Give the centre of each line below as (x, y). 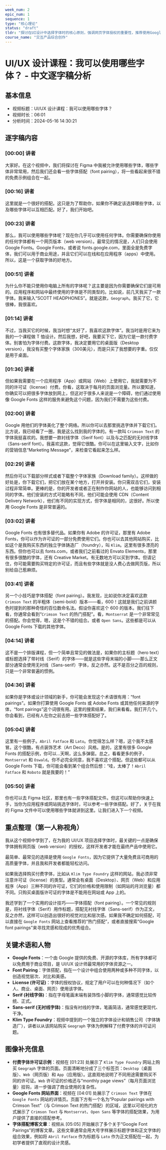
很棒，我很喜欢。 (22, 304)
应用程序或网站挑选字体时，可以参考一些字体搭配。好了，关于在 (91, 804)
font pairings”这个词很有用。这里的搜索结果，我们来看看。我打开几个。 (88, 709)
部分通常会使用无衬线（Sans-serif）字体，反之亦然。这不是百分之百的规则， (83, 665)
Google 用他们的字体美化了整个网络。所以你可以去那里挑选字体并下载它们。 (82, 425)
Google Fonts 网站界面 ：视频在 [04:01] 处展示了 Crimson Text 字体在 (82, 1093)
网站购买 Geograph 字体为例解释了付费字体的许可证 (100, 1026)
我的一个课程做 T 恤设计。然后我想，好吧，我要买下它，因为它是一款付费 (79, 336)
